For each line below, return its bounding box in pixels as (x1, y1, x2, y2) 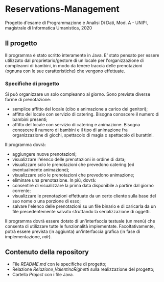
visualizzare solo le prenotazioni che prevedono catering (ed (12, 162, 135, 168)
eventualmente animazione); (12, 167, 70, 173)
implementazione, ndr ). (5, 234, 52, 240)
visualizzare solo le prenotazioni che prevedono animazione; (12, 172, 135, 178)
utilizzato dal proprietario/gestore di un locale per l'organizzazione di (5, 57, 144, 63)
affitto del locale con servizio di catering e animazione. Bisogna (12, 122, 141, 128)
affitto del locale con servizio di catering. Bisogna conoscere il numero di (12, 112, 160, 117)
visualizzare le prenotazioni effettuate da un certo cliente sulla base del (12, 193, 156, 199)
